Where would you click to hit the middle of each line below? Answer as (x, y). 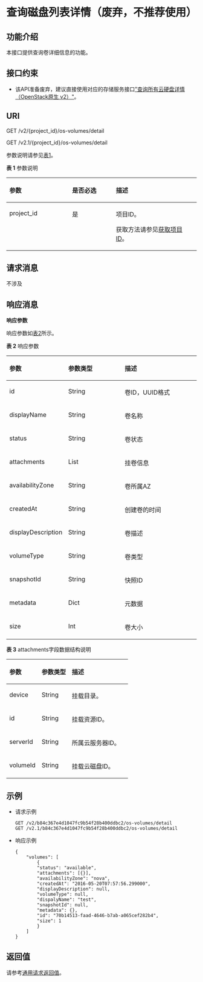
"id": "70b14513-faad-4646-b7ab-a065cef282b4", (98, 916)
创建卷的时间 (143, 510)
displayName (28, 415)
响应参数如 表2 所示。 (32, 333)
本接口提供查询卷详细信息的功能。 (49, 52)
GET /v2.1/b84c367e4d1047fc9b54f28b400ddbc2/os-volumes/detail (96, 829)
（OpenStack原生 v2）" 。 (47, 96)
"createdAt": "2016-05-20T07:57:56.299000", (94, 884)
